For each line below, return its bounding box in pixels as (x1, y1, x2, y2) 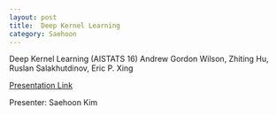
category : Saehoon (9, 29, 77, 38)
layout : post (9, 12, 58, 22)
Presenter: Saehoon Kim (9, 97, 98, 108)
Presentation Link (9, 80, 73, 91)
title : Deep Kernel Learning (9, 21, 121, 30)
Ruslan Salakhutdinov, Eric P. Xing (9, 63, 134, 73)
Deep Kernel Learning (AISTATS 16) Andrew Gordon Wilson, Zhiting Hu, (9, 54, 269, 65)
